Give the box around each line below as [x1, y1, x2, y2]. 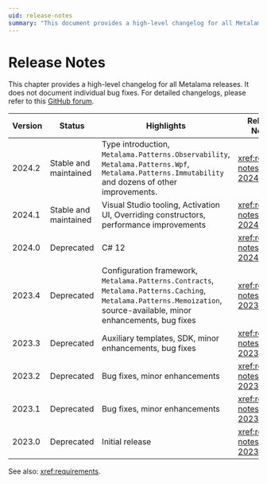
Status [59, 120, 85, 131]
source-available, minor [102, 305, 192, 316]
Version [12, 120, 43, 131]
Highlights [145, 120, 187, 131]
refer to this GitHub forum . [8, 96, 95, 106]
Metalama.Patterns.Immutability [102, 169, 224, 178]
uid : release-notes [8, 11, 73, 20]
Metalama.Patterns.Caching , [102, 285, 207, 296]
